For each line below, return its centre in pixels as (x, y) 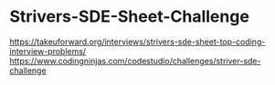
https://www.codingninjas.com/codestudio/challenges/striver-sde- (135, 61)
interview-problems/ (48, 51)
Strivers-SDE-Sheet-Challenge (129, 17)
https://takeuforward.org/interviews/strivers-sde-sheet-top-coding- (137, 42)
